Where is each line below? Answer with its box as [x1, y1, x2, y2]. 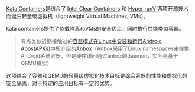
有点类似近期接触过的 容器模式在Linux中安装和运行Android [20, 38, 162, 44]
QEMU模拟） [20, 60, 52, 67]
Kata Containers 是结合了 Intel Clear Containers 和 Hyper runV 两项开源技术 [6, 5, 189, 12]
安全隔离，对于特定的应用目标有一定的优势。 [6, 80, 115, 87]
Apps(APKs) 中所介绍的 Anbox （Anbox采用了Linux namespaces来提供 [20, 45, 190, 52]
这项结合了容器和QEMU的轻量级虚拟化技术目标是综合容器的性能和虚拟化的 [6, 73, 188, 79]
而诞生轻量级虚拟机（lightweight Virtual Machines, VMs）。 [6, 12, 149, 19]
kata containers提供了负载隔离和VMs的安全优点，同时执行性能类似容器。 [6, 25, 184, 32]
